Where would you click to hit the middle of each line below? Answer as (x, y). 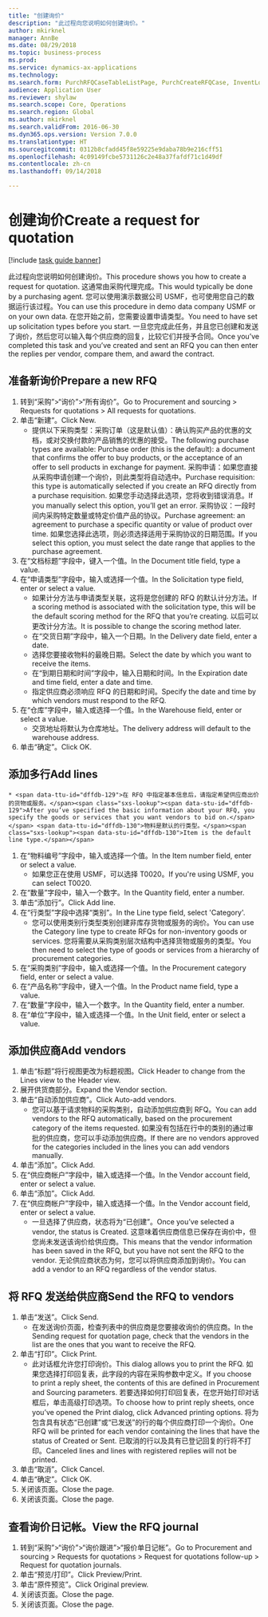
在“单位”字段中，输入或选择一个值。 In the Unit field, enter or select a (132, 1014)
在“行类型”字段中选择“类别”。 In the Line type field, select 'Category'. (132, 912)
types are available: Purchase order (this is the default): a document (143, 449)
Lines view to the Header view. (70, 1080)
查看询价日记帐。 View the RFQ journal (104, 1526)
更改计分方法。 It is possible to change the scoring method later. (136, 626)
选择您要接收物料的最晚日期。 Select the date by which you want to (142, 654)
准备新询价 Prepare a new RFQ (83, 381)
